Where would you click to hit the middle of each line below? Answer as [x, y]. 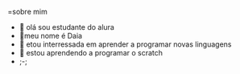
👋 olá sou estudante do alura [66, 27]
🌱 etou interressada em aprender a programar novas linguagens [125, 44]
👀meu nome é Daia [50, 36]
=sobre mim [27, 12]
